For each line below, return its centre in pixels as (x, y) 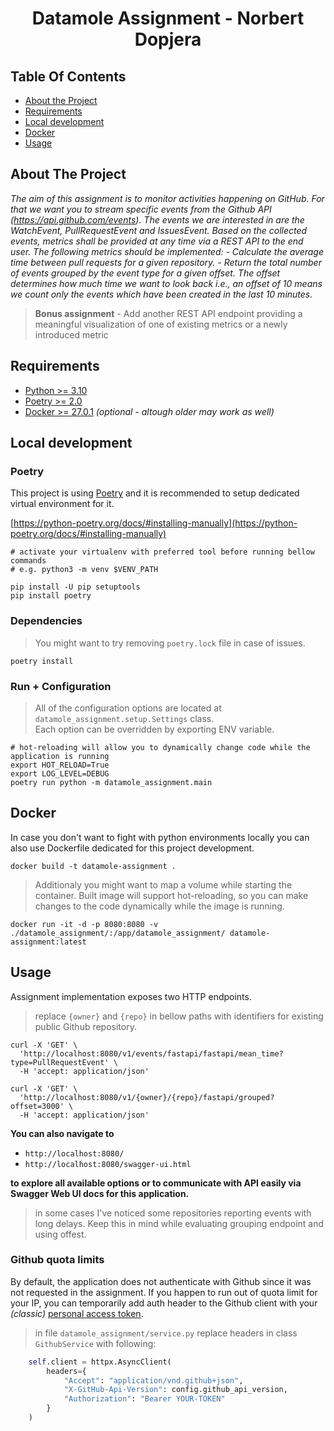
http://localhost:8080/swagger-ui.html (108, 1164)
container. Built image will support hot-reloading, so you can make (171, 895)
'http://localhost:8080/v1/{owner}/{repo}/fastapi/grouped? (147, 1097)
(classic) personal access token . (77, 1313)
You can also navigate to (62, 1133)
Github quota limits (57, 1260)
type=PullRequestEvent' (60, 1062)
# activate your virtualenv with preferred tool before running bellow (162, 552)
